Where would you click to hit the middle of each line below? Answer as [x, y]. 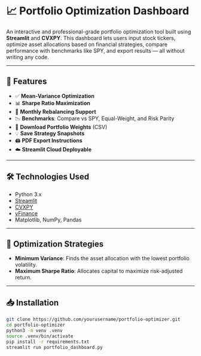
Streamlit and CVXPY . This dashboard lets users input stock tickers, [91, 38]
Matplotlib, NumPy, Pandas [48, 220]
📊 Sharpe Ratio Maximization [53, 103]
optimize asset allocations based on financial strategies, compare [87, 44]
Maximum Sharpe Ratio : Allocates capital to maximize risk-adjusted [99, 271]
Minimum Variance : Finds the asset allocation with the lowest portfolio [102, 258]
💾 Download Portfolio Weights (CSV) [61, 127]
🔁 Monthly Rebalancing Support [56, 111]
